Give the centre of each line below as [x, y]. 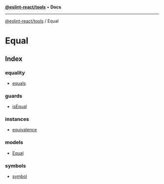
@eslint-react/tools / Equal [32, 21]
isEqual [20, 106]
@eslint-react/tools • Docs [33, 7]
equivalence [24, 130]
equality [15, 73]
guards [14, 96]
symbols [15, 165]
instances [17, 119]
